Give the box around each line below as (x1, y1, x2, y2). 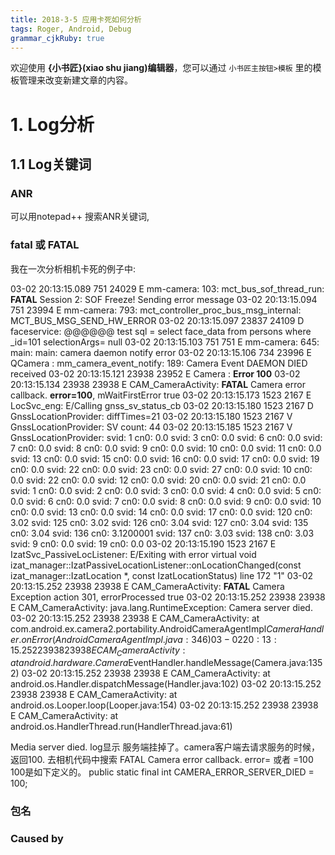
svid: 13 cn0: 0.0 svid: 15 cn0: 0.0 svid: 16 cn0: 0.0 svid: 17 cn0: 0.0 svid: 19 (10, 452, 320, 465)
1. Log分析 (10, 113, 95, 136)
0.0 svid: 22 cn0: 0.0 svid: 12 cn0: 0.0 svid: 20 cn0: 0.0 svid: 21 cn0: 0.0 (10, 474, 307, 486)
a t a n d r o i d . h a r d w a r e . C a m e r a (10, 657, 129, 669)
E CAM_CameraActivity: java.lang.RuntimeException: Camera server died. (10, 601, 313, 613)
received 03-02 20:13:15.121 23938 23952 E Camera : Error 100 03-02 (10, 367, 301, 380)
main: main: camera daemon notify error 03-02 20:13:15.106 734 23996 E (10, 346, 312, 358)
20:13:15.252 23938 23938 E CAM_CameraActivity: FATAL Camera (10, 580, 285, 592)
